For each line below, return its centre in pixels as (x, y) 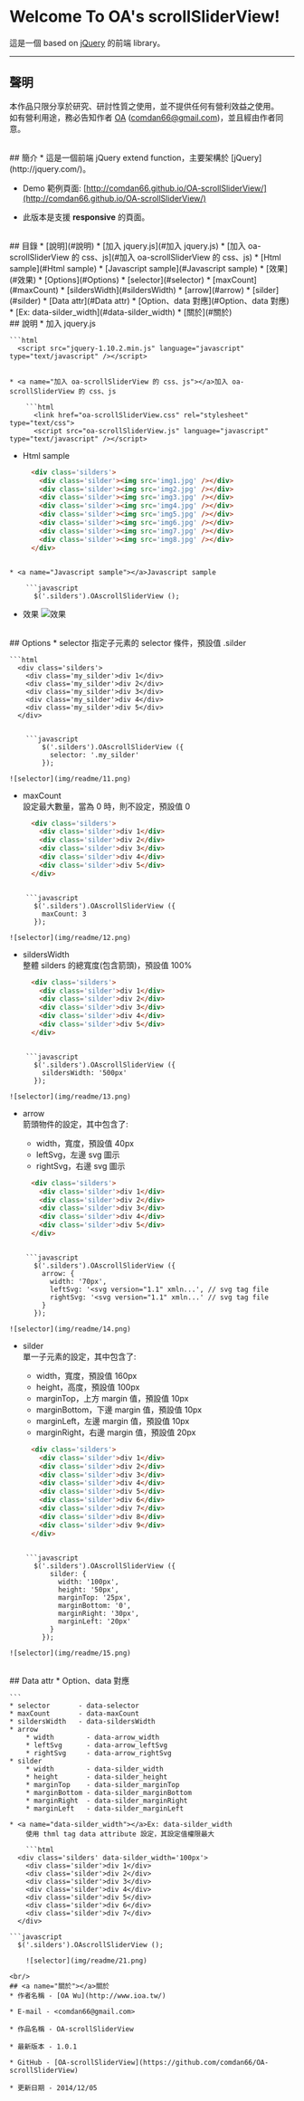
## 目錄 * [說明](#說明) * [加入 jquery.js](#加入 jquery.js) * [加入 (128, 245)
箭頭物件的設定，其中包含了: (75, 1124)
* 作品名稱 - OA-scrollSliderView (71, 2029)
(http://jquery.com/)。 (50, 168)
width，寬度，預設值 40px (85, 1143)
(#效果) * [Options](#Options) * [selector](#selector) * (110, 280)
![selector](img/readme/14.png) (70, 1329)
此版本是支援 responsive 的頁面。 (86, 217)
